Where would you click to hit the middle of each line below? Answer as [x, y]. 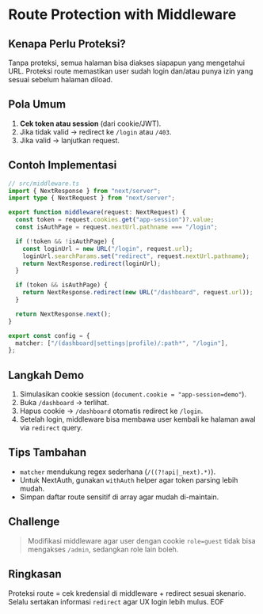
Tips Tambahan [48, 453]
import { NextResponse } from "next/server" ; [84, 191]
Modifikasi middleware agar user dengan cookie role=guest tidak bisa [141, 540]
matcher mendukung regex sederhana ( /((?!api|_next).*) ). [118, 472]
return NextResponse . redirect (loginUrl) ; [91, 263]
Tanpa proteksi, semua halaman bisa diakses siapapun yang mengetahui [127, 63]
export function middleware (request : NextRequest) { [97, 212]
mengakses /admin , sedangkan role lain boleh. [103, 549]
